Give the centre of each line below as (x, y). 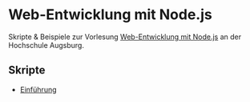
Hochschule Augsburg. (46, 45)
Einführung (38, 89)
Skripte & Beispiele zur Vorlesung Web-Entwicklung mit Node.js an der (125, 37)
